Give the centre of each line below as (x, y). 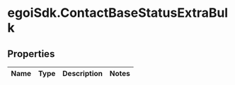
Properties (31, 54)
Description (82, 73)
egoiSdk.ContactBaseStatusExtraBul (118, 13)
